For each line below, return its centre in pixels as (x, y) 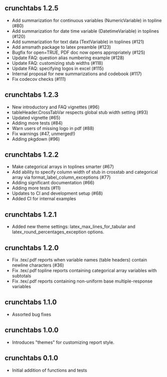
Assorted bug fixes (31, 314)
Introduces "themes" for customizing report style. (63, 342)
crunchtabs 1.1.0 (31, 302)
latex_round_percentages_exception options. (58, 232)
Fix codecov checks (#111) (39, 79)
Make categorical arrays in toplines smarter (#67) (63, 167)
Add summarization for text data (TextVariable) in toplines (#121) (78, 42)
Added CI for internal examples (44, 199)
